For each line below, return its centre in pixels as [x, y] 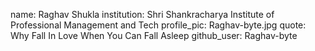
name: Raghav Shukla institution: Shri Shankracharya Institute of [142, 14]
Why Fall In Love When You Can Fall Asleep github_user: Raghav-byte [154, 35]
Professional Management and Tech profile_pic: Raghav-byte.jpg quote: [158, 25]
